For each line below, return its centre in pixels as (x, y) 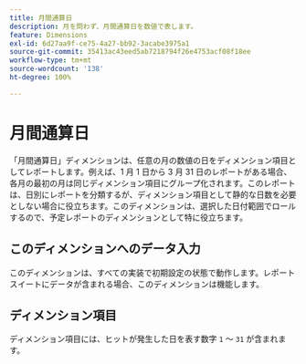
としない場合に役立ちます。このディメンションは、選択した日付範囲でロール (153, 205)
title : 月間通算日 (41, 18)
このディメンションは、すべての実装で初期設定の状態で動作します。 (137, 272)
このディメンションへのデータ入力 (105, 249)
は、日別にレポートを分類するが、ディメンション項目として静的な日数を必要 (153, 194)
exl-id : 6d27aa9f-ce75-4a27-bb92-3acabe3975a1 (100, 43)
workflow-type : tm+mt (51, 60)
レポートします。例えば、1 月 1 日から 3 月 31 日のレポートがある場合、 (158, 172)
